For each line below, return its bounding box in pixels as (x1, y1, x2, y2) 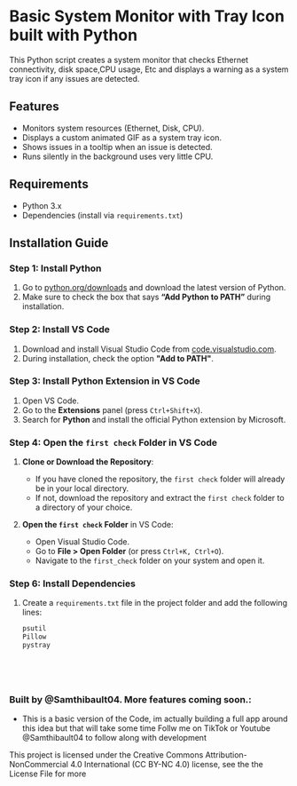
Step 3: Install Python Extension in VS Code (9, 375, 201, 387)
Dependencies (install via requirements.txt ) (21, 210, 184, 220)
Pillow (21, 632, 47, 641)
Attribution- (205, 750, 248, 760)
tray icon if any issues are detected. (9, 73, 140, 83)
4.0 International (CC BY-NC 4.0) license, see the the (70, 759, 263, 770)
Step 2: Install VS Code (9, 323, 111, 336)
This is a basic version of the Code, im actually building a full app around (21, 713, 288, 725)
